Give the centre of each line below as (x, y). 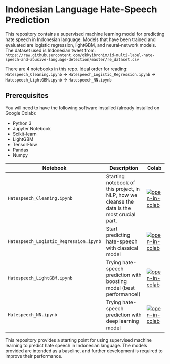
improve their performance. (34, 356)
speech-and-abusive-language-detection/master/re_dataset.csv (72, 59)
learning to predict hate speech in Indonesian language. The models (76, 345)
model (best (120, 288)
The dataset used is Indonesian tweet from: (51, 50)
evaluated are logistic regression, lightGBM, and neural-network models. (81, 45)
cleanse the (120, 201)
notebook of (120, 182)
